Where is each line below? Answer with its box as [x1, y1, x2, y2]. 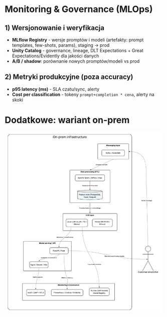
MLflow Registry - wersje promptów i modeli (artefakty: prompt [12, 37, 144, 43]
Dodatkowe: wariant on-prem [5, 115, 130, 126]
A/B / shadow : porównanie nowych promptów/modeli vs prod [12, 58, 140, 64]
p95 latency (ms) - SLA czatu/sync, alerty [12, 86, 100, 92]
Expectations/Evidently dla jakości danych [12, 53, 99, 59]
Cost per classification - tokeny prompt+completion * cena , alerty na [12, 91, 155, 97]
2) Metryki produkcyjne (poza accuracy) [5, 73, 133, 81]
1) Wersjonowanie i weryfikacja [5, 24, 105, 32]
